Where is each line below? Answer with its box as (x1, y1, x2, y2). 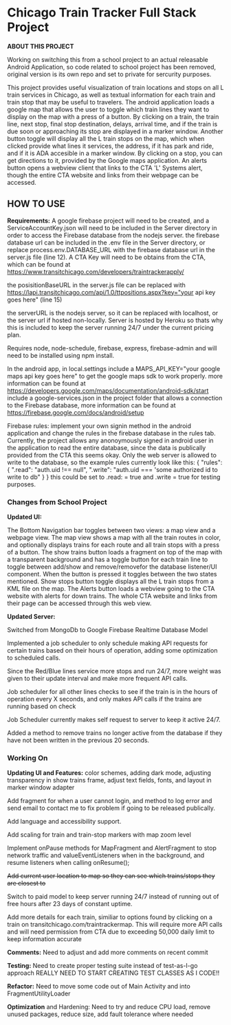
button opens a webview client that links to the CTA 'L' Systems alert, (7, 164, 203, 172)
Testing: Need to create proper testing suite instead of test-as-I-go (7, 962, 198, 970)
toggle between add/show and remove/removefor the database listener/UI (7, 563, 217, 571)
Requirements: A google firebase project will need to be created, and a (7, 216, 210, 225)
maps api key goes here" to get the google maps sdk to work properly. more (7, 372, 223, 380)
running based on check (7, 702, 76, 710)
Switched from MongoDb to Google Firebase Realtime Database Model (7, 626, 208, 634)
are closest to (7, 879, 46, 888)
